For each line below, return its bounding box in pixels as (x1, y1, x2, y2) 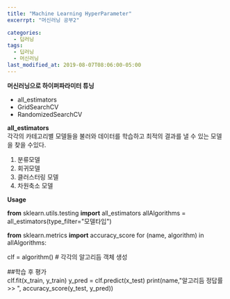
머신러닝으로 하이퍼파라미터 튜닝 (7, 81, 95, 90)
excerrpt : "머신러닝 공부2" (7, 17, 80, 24)
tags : (7, 42, 23, 49)
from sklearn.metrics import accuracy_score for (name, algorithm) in (7, 231, 204, 239)
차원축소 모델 (17, 181, 54, 190)
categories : (7, 29, 42, 36)
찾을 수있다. (14, 140, 47, 149)
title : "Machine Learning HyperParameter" (7, 10, 132, 17)
